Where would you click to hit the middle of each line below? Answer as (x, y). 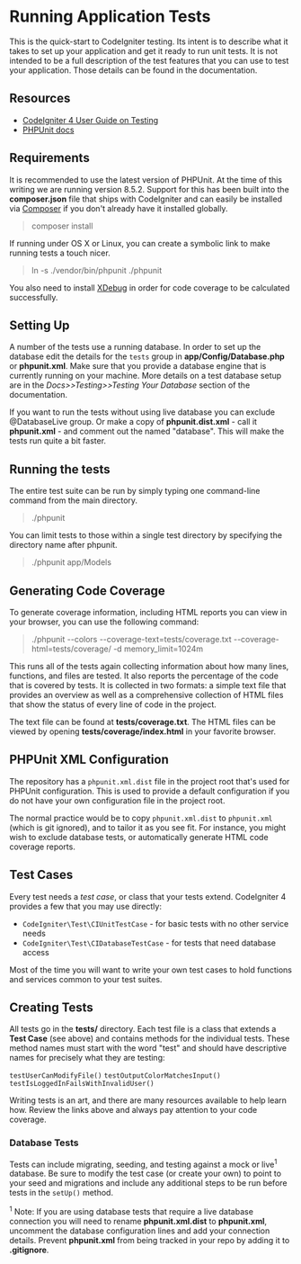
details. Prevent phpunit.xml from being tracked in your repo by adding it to (150, 1241)
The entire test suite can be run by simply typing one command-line (135, 491)
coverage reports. (43, 847)
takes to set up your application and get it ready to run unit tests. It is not (144, 50)
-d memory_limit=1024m (159, 649)
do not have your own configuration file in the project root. (117, 800)
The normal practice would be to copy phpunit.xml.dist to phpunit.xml (141, 818)
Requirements (49, 158)
